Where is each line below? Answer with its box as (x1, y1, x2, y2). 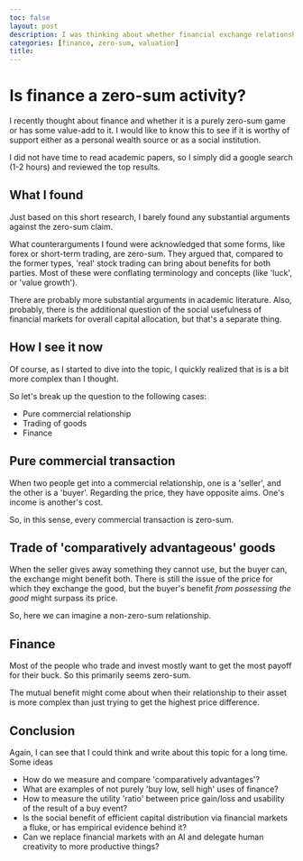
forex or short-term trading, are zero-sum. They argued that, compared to (9, 248, 284, 259)
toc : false (9, 13, 50, 23)
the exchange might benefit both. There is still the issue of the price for (9, 573, 273, 584)
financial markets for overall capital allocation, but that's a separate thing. (9, 313, 282, 325)
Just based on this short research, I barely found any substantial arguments (9, 211, 290, 222)
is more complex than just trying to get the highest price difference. (9, 697, 260, 708)
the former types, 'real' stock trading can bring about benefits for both (9, 258, 271, 269)
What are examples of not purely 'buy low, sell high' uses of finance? (22, 783, 280, 794)
